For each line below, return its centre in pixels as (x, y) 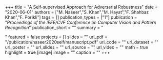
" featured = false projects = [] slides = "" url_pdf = (56, 37)
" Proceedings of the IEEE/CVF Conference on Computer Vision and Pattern (81, 22)
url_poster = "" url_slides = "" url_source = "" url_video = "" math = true (77, 47)
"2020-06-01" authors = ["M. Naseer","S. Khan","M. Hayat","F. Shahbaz (77, 12)
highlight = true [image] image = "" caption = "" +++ (58, 52)
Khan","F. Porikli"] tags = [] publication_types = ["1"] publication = (71, 17)
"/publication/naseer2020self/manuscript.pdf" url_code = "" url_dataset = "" (82, 42)
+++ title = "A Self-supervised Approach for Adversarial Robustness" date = (81, 7)
